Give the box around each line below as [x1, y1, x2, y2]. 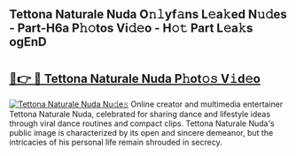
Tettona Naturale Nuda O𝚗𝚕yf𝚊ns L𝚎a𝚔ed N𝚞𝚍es [9, 7, 288, 22]
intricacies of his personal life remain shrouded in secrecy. [9, 137, 223, 147]
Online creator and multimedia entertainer [130, 99, 284, 109]
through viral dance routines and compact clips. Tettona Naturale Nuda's [9, 118, 275, 129]
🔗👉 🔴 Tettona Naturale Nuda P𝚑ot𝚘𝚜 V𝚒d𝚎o [9, 71, 261, 86]
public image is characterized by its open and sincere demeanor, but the [9, 128, 274, 137]
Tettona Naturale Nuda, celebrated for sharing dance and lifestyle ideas [9, 109, 271, 119]
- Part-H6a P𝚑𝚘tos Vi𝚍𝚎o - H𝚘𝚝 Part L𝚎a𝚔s [9, 21, 253, 36]
